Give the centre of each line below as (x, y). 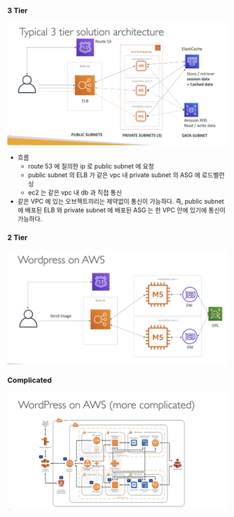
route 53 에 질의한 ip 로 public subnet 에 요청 (91, 166)
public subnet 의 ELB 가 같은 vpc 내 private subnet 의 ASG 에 (114, 175)
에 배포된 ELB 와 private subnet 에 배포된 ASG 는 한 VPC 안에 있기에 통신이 (121, 210)
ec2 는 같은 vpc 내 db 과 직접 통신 (75, 192)
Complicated (30, 380)
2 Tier (18, 237)
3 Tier (18, 11)
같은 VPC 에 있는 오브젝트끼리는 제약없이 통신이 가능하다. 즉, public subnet (121, 202)
